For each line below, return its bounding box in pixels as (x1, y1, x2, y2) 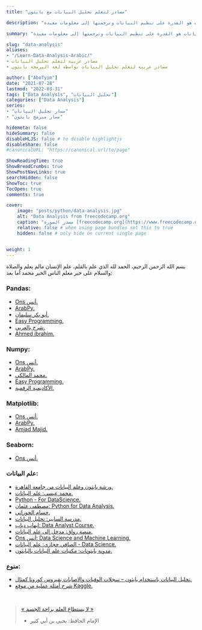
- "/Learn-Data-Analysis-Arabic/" (6, 52, 93, 59)
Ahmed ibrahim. (14, 330, 55, 337)
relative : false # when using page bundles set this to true (17, 224, 173, 230)
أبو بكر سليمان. (14, 310, 49, 318)
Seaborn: (6, 440, 34, 449)
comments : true (6, 191, 44, 197)
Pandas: (6, 284, 31, 292)
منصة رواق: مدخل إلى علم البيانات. (14, 528, 93, 535)
